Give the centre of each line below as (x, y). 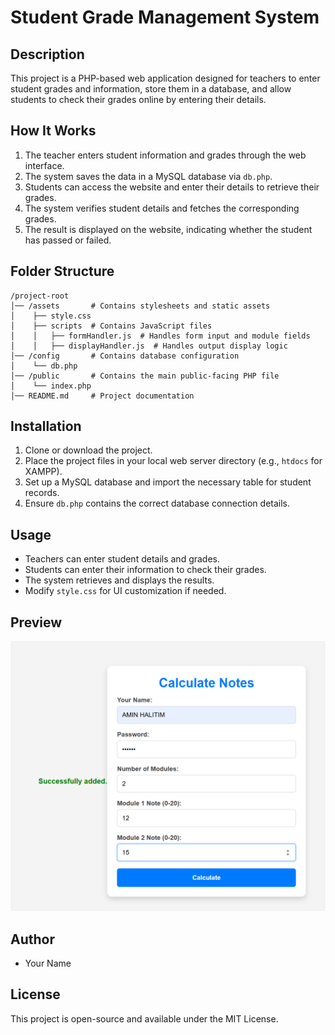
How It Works (53, 131)
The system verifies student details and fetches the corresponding (162, 208)
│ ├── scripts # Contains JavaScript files (111, 326)
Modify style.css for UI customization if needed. (125, 591)
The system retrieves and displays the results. (119, 580)
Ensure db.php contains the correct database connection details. (157, 503)
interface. (44, 165)
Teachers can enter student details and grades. (122, 559)
